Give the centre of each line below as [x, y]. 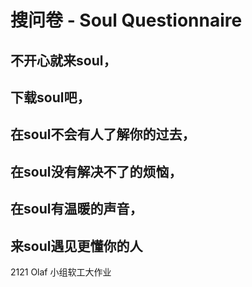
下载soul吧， [50, 97]
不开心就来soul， [63, 60]
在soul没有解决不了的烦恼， [96, 171]
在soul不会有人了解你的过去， [103, 134]
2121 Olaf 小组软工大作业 [61, 272]
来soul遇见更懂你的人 [76, 246]
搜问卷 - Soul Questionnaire [126, 20]
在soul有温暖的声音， [76, 209]
